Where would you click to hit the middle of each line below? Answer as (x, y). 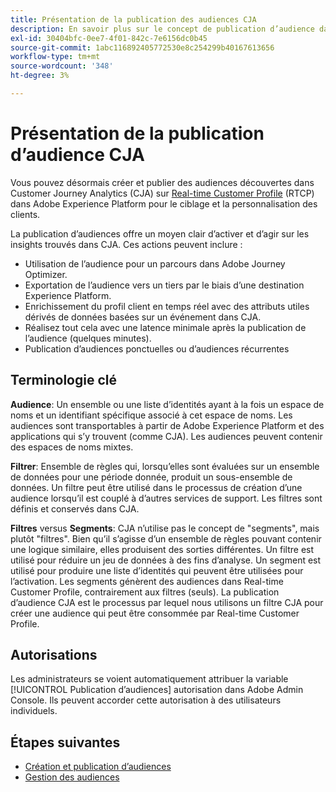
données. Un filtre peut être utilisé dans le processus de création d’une (156, 487)
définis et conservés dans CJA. (75, 508)
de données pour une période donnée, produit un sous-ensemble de (151, 477)
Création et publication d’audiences (98, 767)
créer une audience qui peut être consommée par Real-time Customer (155, 613)
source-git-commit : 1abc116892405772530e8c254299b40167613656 (142, 47)
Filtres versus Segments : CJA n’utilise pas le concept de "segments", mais (165, 528)
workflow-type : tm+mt (55, 57)
